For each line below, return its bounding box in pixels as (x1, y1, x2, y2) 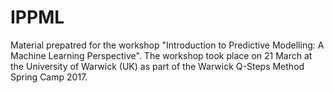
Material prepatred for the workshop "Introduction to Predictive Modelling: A (10, 39, 325, 51)
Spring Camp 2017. (10, 71, 88, 83)
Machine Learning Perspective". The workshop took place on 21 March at (10, 49, 313, 61)
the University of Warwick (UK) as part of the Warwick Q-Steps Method (10, 60, 305, 72)
